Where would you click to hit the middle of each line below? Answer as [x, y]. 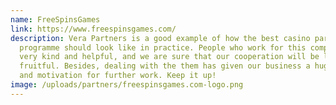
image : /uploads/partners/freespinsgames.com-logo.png [127, 85]
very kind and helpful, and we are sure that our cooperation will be [169, 57]
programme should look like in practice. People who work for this [163, 47]
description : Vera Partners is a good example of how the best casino [160, 38]
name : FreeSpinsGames [55, 19]
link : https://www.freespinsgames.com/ [93, 29]
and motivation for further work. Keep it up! [118, 76]
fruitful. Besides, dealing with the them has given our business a [165, 66]
